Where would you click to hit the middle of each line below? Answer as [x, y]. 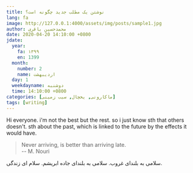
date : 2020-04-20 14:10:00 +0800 [49, 35]
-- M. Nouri [35, 151]
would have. [22, 133]
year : [19, 46]
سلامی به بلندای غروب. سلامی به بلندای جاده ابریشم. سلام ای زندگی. [84, 163]
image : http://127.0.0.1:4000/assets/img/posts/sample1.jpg [84, 23]
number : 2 [30, 69]
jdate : [15, 40]
